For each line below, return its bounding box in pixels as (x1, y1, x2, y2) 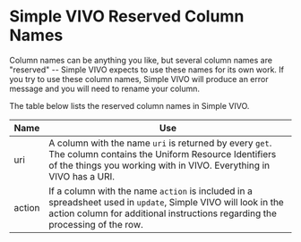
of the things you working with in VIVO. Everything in (48, 159, 271, 171)
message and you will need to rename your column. (9, 83, 200, 94)
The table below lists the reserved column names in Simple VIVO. (9, 100, 250, 111)
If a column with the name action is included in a (48, 185, 253, 197)
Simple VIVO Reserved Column (9, 6, 245, 27)
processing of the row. (48, 218, 143, 230)
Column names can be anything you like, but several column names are (9, 54, 273, 65)
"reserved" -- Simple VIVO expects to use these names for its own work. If (9, 64, 285, 75)
